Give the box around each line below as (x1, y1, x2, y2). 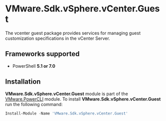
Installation (5, 78, 41, 86)
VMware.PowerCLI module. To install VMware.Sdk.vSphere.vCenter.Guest (5, 96, 161, 102)
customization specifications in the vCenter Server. (5, 35, 111, 41)
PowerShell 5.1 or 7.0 (12, 63, 56, 69)
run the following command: (5, 101, 63, 107)
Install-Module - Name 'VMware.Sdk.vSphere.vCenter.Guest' (5, 111, 128, 116)
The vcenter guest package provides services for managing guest (5, 30, 141, 36)
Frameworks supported (5, 50, 80, 58)
